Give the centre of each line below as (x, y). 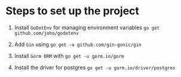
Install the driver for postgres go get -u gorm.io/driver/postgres (95, 67)
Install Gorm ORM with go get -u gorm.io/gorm (69, 56)
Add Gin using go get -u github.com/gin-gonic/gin (78, 44)
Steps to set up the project (73, 11)
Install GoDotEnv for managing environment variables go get (87, 27)
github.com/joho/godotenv (46, 33)
